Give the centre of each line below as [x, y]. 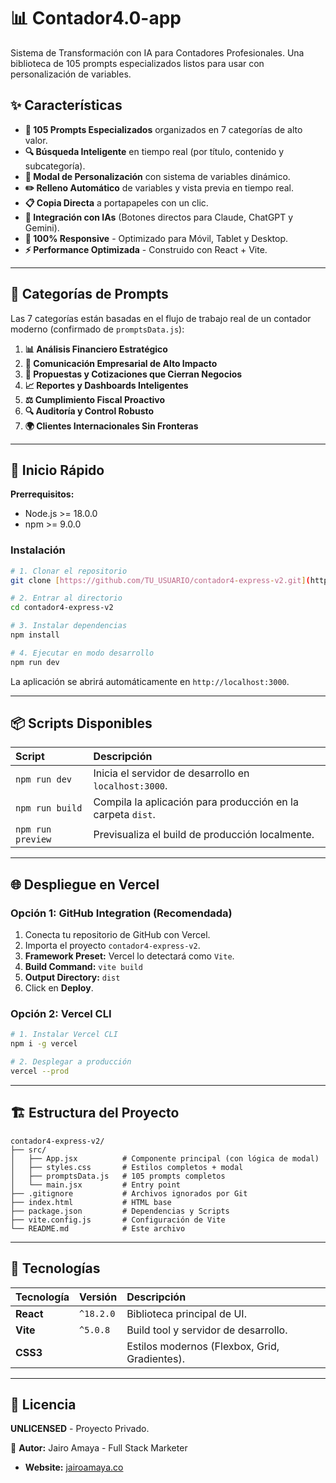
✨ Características [66, 105]
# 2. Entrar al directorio [66, 598]
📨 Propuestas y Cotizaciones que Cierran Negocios [133, 374]
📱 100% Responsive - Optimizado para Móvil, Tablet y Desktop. [156, 238]
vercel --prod [40, 1071]
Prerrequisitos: [42, 494]
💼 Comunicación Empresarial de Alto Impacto [121, 363]
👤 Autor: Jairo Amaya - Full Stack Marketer [99, 1448]
